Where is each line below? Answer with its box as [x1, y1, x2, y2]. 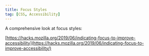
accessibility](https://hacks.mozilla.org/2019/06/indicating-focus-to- [5, 40, 144, 46]
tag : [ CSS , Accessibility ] [5, 12, 60, 17]
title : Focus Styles [5, 7, 48, 12]
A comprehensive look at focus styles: [5, 25, 82, 31]
